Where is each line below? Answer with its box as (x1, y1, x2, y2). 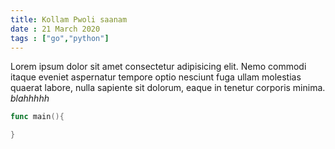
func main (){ (10, 112, 65, 122)
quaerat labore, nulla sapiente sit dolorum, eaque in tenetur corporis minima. (10, 82, 326, 94)
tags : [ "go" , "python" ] (10, 33, 110, 43)
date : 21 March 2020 (10, 24, 101, 34)
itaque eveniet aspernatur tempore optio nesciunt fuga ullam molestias (10, 71, 302, 83)
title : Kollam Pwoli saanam (10, 14, 128, 25)
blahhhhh (10, 92, 50, 105)
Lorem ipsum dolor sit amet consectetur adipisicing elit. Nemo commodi (10, 61, 307, 73)
